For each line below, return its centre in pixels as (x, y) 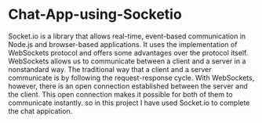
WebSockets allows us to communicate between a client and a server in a (127, 61)
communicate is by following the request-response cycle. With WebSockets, (131, 78)
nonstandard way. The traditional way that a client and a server (110, 69)
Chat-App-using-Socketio (95, 14)
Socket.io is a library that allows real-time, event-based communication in (127, 36)
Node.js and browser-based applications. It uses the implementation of (123, 44)
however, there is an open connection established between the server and (128, 86)
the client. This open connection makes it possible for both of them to (120, 94)
